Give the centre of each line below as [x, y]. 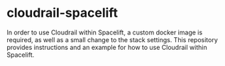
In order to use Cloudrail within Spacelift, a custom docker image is [105, 32]
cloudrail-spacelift [62, 13]
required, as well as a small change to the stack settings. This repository [112, 39]
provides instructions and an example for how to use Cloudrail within [107, 47]
